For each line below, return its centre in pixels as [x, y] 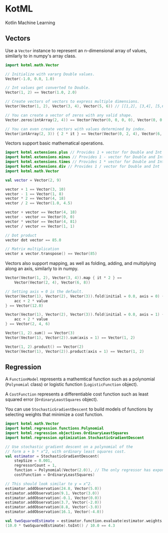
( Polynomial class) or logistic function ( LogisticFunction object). [72, 384]
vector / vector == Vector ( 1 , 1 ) [40, 226]
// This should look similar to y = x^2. [49, 484]
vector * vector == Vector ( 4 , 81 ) [41, 221]
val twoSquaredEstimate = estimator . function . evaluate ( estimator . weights [84, 521]
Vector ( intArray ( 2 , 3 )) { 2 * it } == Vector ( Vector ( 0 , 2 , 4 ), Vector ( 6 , [84, 134]
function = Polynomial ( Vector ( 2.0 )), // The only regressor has [82, 470]
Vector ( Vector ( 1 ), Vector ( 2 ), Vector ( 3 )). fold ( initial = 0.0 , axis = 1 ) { [85, 315]
